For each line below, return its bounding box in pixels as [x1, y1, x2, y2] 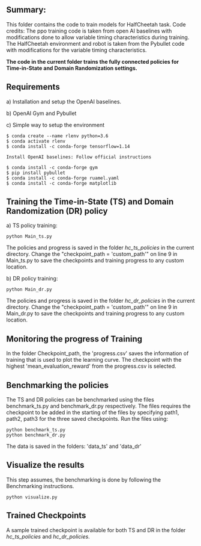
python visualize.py [6, 494, 58, 500]
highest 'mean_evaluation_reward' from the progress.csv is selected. [6, 362, 177, 370]
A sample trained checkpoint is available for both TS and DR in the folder [6, 526, 186, 533]
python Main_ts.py [6, 234, 52, 240]
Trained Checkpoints [6, 510, 86, 521]
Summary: [6, 5, 46, 15]
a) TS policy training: [6, 222, 58, 229]
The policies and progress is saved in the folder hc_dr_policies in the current [6, 297, 195, 305]
